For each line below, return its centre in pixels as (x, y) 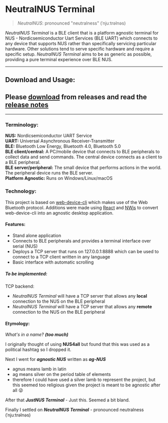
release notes (27, 104)
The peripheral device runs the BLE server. (49, 173)
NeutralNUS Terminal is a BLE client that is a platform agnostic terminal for (82, 33)
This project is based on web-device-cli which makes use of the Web (76, 202)
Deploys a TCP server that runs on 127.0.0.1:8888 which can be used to (85, 251)
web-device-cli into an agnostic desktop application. (59, 213)
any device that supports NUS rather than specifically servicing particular (81, 43)
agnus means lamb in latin (39, 369)
